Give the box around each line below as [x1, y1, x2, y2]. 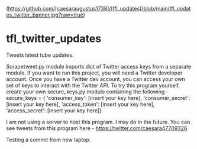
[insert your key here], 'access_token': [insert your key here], [6, 101, 155, 108]
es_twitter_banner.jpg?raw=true [6, 11, 84, 18]
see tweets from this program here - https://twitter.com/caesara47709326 [6, 124, 188, 132]
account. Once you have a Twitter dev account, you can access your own [6, 75, 185, 82]
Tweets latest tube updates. [6, 51, 74, 59]
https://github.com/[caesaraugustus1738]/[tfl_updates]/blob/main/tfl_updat [8, 5, 191, 12]
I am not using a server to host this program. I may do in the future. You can [6, 118, 190, 125]
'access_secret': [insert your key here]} [6, 106, 102, 114]
